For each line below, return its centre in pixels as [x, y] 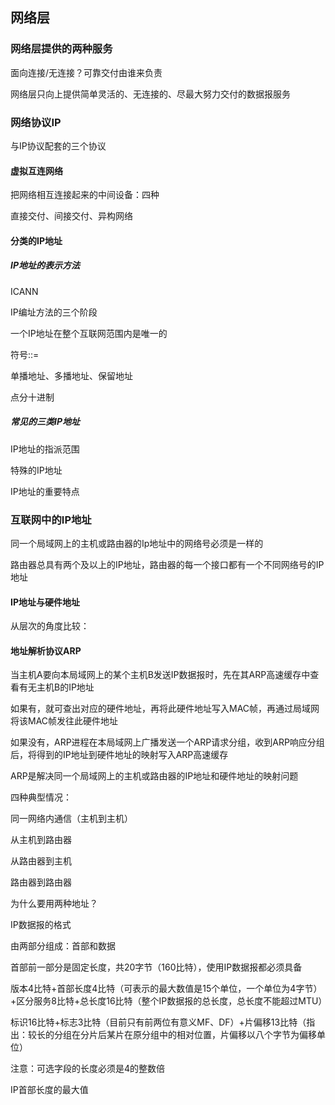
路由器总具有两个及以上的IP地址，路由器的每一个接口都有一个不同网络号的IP [167, 565]
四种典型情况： [41, 797]
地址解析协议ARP [46, 650]
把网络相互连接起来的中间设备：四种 [85, 195]
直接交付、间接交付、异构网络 [71, 216]
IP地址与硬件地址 [45, 602]
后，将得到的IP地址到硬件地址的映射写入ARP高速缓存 [119, 755]
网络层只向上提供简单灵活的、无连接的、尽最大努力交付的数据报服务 [150, 94]
